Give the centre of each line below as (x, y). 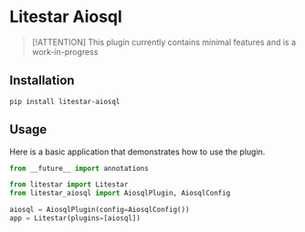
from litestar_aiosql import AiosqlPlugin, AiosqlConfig (120, 194)
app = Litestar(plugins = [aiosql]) (75, 218)
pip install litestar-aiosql (65, 101)
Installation (42, 81)
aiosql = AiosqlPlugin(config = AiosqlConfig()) (100, 210)
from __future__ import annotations (79, 168)
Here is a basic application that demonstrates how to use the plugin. (137, 152)
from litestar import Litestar (69, 185)
